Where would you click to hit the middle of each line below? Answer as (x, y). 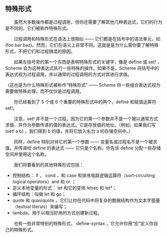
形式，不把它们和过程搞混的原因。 (40, 51)
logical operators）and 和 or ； (44, 182)
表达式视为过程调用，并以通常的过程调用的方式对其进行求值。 (69, 74)
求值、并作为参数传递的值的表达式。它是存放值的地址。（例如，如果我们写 (81, 125)
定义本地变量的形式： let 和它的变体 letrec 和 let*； (65, 188)
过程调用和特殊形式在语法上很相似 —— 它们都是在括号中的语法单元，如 (87, 38)
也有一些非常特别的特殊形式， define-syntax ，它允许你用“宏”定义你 (84, 223)
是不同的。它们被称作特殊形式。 (38, 28)
